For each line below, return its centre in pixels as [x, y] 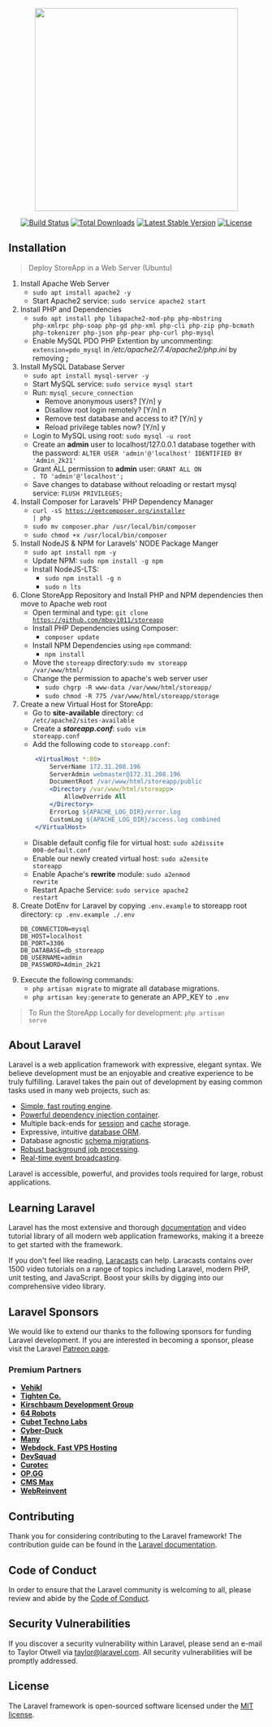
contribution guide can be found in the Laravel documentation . [113, 1545]
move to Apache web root [63, 603]
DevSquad [38, 1457]
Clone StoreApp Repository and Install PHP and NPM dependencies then [142, 595]
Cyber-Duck [41, 1431]
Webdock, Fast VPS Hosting [69, 1448]
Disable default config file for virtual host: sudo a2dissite [128, 842]
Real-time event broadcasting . [71, 1158]
